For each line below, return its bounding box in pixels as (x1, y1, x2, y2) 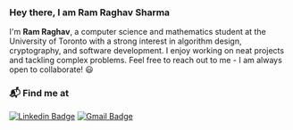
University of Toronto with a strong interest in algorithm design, (9, 36, 242, 46)
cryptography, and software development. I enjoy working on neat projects (9, 45, 284, 56)
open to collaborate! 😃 (9, 64, 94, 75)
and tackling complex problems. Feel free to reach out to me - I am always (9, 55, 283, 66)
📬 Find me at (9, 87, 70, 100)
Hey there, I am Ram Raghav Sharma (9, 6, 171, 19)
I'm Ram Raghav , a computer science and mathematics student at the (9, 27, 266, 37)
